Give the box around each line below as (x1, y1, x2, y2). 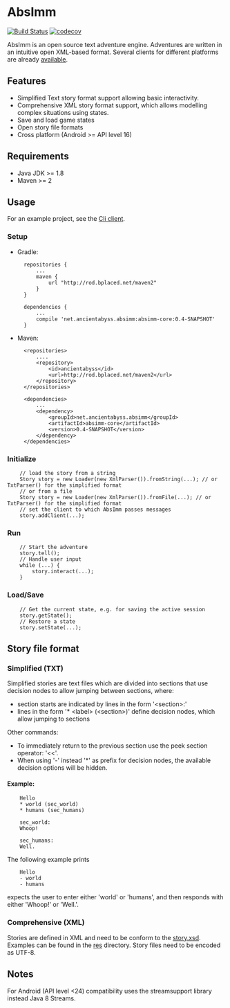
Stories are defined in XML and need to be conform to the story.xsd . (7, 933, 202, 942)
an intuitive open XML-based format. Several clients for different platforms (7, 48, 219, 56)
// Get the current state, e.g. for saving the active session (19, 606, 206, 613)
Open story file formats (17, 123, 84, 132)
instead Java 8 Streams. (7, 994, 76, 1002)
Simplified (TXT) (7, 663, 64, 673)
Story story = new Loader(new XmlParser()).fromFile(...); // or (19, 494, 212, 501)
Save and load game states (17, 116, 95, 124)
